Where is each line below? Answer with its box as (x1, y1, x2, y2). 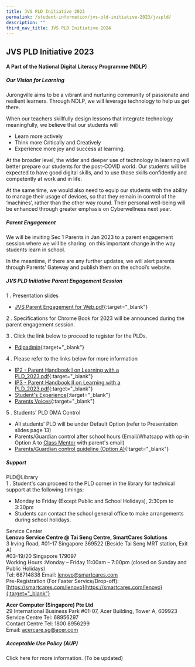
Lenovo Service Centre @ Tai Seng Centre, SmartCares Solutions (6, 534, 168, 541)
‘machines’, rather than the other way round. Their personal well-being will (6, 199, 186, 206)
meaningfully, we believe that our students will (6, 122, 118, 129)
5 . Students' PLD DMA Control (6, 409, 81, 416)
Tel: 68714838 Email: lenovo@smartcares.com (6, 571, 118, 578)
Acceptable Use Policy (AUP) (6, 639, 78, 646)
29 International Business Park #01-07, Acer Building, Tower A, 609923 (6, 608, 177, 615)
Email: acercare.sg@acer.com (6, 626, 78, 634)
